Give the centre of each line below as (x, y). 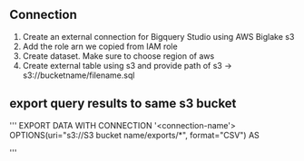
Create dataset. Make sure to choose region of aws (118, 56)
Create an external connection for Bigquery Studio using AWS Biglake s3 (158, 36)
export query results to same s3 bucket (123, 104)
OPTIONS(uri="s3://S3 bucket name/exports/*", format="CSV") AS (135, 135)
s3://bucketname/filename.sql (78, 75)
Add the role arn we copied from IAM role (100, 46)
